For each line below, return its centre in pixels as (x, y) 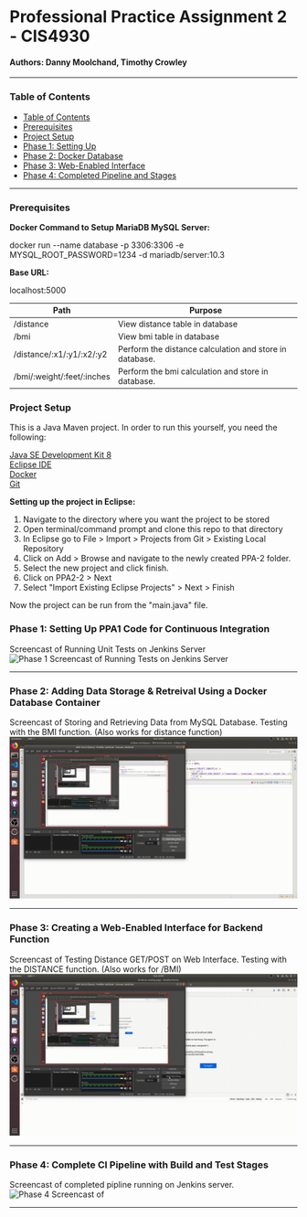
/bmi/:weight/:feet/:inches (62, 376)
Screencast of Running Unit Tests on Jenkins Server (108, 649)
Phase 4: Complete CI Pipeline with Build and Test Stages (139, 1165)
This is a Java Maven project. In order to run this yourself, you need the (143, 428)
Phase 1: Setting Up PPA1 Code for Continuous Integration (140, 629)
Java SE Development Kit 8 (61, 455)
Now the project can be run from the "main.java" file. (109, 605)
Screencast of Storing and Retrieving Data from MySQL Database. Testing (148, 722)
